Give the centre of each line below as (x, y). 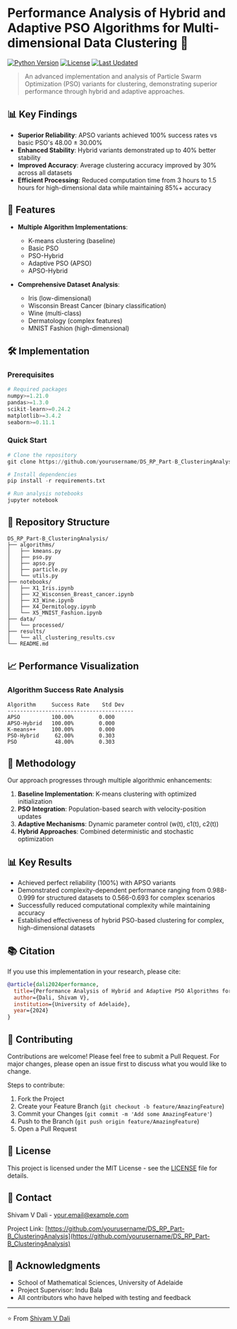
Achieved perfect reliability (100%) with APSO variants (97, 883)
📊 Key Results (40, 862)
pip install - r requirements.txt (56, 481)
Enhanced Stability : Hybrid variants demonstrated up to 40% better (117, 150)
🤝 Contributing (40, 1040)
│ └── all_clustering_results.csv (61, 638)
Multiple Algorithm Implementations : (73, 227)
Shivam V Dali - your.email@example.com (68, 1214)
